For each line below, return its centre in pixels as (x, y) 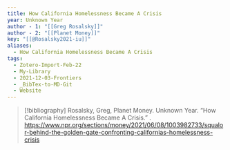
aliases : (20, 46)
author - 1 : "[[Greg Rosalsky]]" (55, 26)
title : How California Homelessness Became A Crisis (85, 13)
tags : (15, 59)
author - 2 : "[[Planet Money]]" (54, 33)
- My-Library (32, 71)
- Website (27, 91)
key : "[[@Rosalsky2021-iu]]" (49, 39)
